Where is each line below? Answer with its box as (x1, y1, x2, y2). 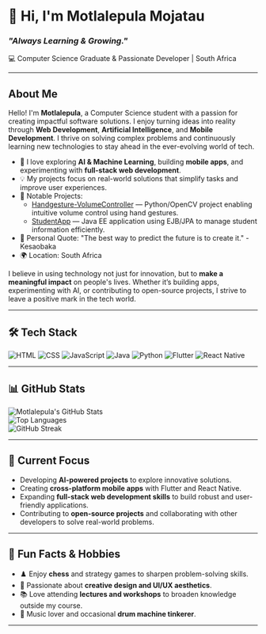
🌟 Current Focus (8, 454, 90, 468)
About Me (8, 87, 58, 101)
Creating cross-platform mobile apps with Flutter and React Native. (19, 483, 241, 493)
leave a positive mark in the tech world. (8, 294, 136, 304)
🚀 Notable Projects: (19, 192, 83, 201)
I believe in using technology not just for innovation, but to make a (8, 269, 224, 279)
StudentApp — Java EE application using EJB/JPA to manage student (31, 217, 257, 226)
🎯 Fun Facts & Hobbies (8, 548, 121, 561)
